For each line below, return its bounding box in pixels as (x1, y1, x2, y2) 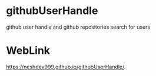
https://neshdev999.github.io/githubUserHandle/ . (6, 63, 126, 70)
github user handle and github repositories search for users (6, 23, 151, 30)
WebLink (6, 44, 51, 57)
